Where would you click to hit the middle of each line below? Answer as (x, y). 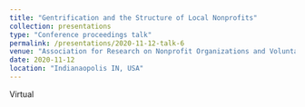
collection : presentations (60, 26)
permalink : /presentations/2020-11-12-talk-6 (97, 43)
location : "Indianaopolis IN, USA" (77, 69)
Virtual (22, 94)
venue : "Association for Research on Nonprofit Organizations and (138, 52)
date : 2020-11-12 (42, 60)
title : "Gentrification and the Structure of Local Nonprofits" (133, 18)
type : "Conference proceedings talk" (81, 34)
